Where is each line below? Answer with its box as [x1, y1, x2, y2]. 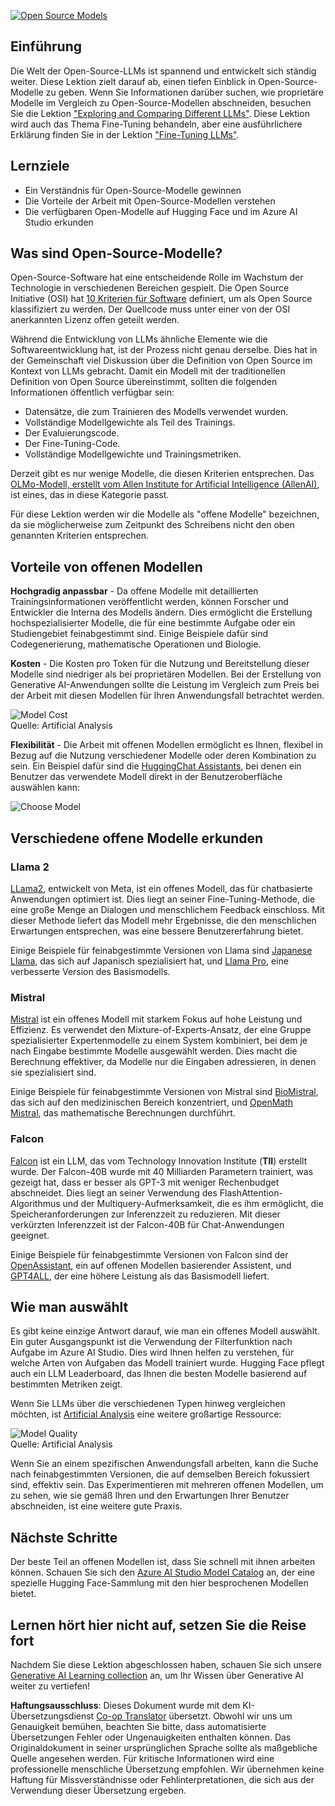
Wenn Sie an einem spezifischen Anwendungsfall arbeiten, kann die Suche [10, 1458, 319, 1470]
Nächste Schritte [10, 1529, 118, 1546]
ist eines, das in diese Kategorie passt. [10, 489, 170, 501]
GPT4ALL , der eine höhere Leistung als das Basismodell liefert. [10, 1270, 270, 1282]
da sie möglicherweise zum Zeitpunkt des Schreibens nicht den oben [10, 519, 295, 531]
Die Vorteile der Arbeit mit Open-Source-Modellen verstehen [24, 195, 276, 207]
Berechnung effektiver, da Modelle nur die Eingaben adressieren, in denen [10, 1056, 317, 1068]
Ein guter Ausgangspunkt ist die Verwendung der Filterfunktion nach [10, 1336, 293, 1348]
